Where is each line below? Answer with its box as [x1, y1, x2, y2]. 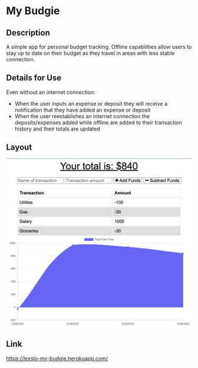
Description [6, 28, 50, 38]
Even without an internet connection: [6, 89, 95, 96]
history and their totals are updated [14, 125, 100, 132]
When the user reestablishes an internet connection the [14, 112, 150, 119]
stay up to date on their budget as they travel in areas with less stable [6, 50, 175, 57]
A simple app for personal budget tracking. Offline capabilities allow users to [6, 43, 192, 50]
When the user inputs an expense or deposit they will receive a [14, 100, 168, 107]
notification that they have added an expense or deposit [14, 106, 151, 113]
